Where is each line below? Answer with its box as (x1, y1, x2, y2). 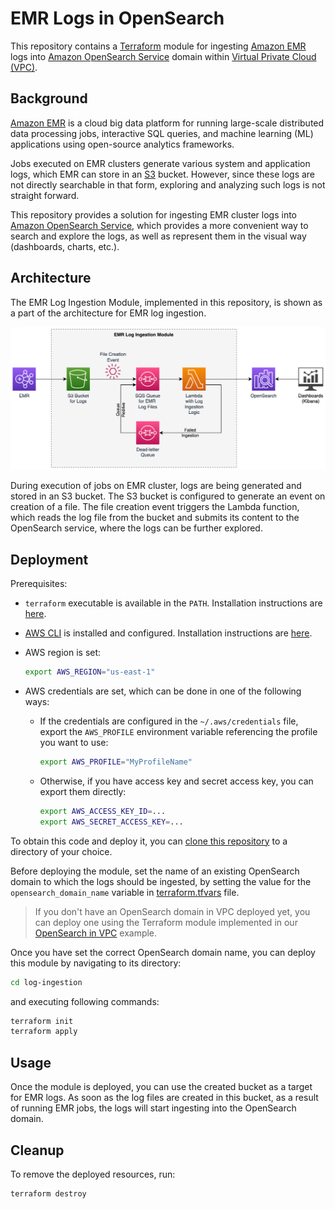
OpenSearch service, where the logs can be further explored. (10, 522, 263, 534)
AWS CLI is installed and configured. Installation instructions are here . (24, 627, 313, 639)
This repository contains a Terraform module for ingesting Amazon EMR (10, 40, 307, 52)
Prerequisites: (10, 578, 68, 590)
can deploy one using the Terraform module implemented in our (34, 916, 298, 928)
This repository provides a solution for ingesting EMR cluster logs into (10, 208, 298, 221)
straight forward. (10, 189, 80, 201)
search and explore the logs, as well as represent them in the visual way (10, 230, 307, 242)
